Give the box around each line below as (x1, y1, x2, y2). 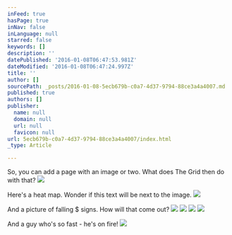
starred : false (7, 37, 52, 44)
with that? (7, 176, 37, 185)
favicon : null (13, 129, 55, 136)
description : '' (7, 50, 55, 57)
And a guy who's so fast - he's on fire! (7, 220, 118, 229)
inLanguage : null (7, 30, 59, 38)
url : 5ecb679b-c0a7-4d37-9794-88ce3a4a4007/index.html (7, 135, 172, 142)
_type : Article (7, 142, 52, 149)
